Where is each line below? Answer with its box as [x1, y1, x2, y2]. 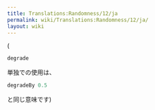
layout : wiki [7, 23, 45, 30]
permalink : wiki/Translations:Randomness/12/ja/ [7, 16, 149, 23]
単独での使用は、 [7, 68, 56, 76]
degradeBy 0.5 [7, 82, 48, 89]
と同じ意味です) [7, 96, 52, 104]
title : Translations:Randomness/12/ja [7, 10, 118, 17]
